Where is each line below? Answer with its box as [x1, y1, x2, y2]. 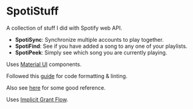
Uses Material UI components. [6, 61, 82, 68]
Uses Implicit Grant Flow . [6, 96, 68, 103]
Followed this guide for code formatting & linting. [6, 72, 128, 79]
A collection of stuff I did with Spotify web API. [6, 24, 123, 31]
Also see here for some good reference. [6, 84, 106, 91]
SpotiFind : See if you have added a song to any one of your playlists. [15, 42, 188, 50]
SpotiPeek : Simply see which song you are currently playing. [15, 48, 168, 56]
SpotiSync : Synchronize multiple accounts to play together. [15, 36, 164, 43]
